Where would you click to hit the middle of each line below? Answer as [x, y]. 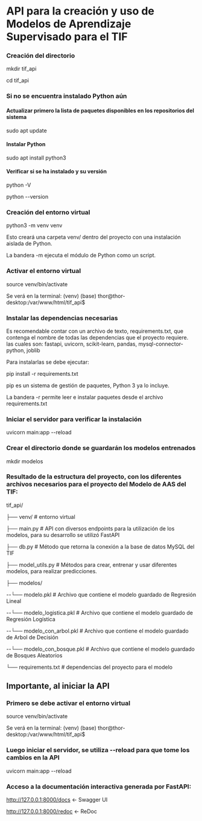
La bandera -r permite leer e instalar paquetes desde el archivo [85, 397]
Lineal [14, 601]
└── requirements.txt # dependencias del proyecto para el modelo [90, 667]
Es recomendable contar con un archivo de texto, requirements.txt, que [95, 331]
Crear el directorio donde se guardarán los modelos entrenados [101, 448]
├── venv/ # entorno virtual [41, 517]
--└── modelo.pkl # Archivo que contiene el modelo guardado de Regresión [101, 594]
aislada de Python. [29, 243]
